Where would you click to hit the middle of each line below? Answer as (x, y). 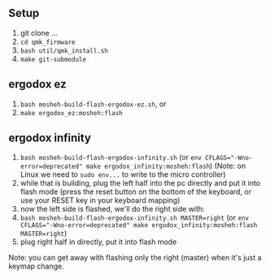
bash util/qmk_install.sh (64, 51)
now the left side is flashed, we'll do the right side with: (112, 209)
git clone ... (39, 32)
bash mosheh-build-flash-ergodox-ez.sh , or (93, 104)
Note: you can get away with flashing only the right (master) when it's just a (135, 258)
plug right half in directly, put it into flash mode (98, 242)
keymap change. (36, 266)
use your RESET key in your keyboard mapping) (100, 200)
